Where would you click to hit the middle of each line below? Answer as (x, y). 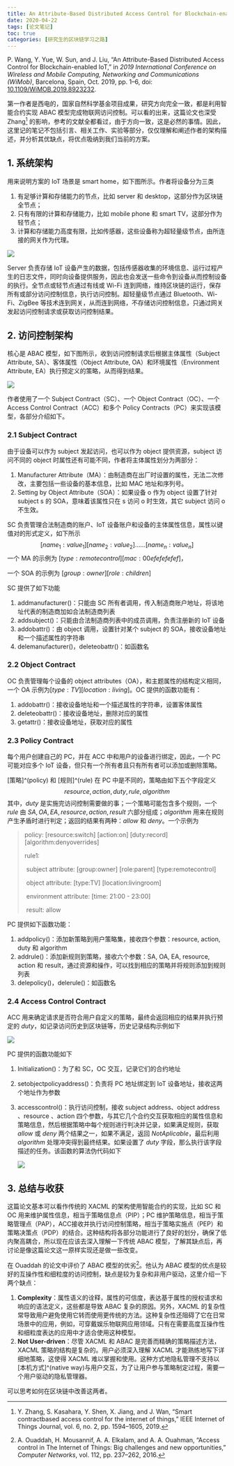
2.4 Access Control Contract (57, 1001)
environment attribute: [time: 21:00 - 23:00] (88, 897)
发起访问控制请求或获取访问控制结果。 (62, 311)
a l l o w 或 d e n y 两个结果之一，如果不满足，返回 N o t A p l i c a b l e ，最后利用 (118, 1133)
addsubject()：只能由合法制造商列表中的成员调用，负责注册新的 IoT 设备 (121, 620)
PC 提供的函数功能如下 (40, 1054)
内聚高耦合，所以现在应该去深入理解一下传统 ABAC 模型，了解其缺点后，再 (115, 1242)
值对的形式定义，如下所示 (44, 533)
